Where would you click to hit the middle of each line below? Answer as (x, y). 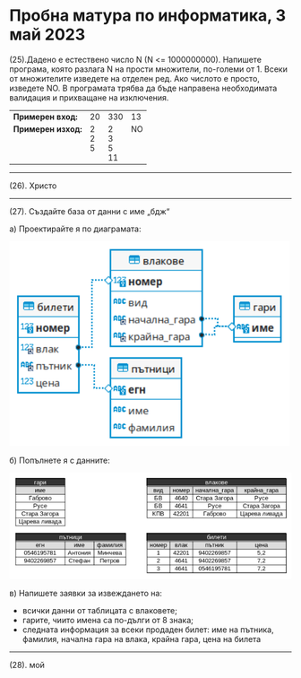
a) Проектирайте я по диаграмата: (75, 229)
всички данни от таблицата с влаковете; (99, 611)
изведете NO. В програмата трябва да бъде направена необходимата (143, 88)
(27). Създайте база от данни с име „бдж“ (90, 212)
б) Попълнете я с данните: (60, 461)
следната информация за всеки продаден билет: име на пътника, (148, 630)
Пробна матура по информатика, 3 (148, 16)
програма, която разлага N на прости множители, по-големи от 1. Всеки (149, 69)
